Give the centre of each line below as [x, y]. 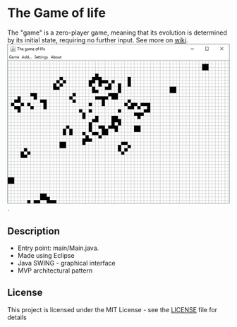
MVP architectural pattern [55, 270]
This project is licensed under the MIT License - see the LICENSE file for [112, 309]
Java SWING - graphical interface [66, 263]
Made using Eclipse [46, 255]
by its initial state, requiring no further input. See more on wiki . [98, 40]
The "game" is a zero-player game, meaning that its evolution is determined [117, 32]
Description [34, 231]
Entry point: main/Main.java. [58, 248]
